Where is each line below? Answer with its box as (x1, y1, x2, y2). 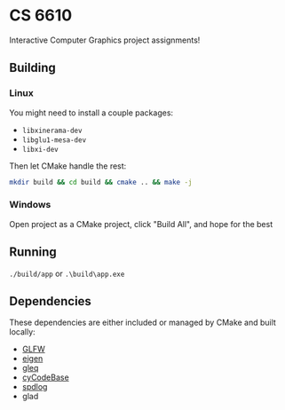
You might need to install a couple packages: (9, 107, 174, 118)
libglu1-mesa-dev (21, 135, 87, 145)
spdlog (21, 382, 48, 392)
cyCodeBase (21, 372, 69, 382)
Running (9, 245, 58, 260)
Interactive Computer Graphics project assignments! (9, 35, 201, 45)
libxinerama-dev (21, 126, 83, 135)
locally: (9, 327, 36, 337)
